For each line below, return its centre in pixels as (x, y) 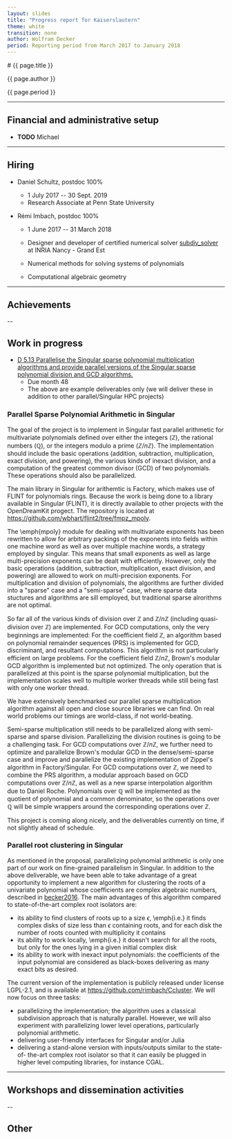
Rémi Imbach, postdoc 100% (58, 216)
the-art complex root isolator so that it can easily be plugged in (117, 1055)
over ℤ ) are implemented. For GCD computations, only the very (120, 626)
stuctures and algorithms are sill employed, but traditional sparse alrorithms (115, 597)
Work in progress (45, 343)
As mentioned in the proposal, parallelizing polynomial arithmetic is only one (116, 860)
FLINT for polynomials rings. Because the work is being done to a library (110, 496)
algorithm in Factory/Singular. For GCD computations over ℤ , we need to (110, 767)
